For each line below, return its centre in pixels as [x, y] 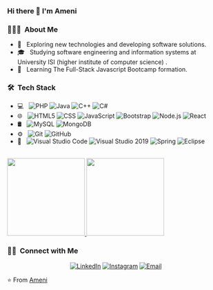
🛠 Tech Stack [32, 87]
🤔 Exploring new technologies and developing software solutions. [112, 45]
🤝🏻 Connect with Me [43, 251]
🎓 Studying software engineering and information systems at [106, 52]
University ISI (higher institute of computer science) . [92, 62]
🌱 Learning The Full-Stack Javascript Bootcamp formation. [102, 70]
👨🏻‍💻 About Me [33, 29]
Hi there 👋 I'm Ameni [42, 11]
